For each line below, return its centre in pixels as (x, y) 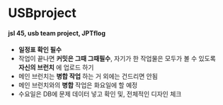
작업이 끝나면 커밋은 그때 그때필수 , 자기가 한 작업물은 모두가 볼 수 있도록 (117, 59)
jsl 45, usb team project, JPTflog (57, 33)
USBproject (42, 13)
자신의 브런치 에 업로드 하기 (56, 67)
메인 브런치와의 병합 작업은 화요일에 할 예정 (78, 85)
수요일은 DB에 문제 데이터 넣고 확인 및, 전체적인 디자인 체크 (100, 94)
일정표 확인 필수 (40, 50)
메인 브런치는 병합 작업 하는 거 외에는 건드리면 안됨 (88, 77)
